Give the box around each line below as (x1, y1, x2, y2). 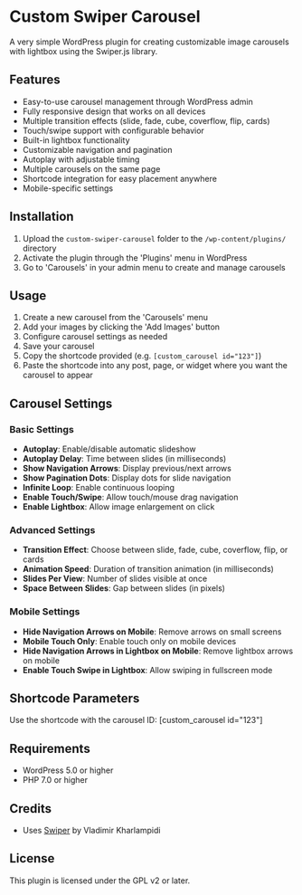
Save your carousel (22, 341, 95, 352)
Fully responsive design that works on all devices (22, 106, 206, 117)
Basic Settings (9, 423, 74, 435)
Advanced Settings (9, 523, 96, 536)
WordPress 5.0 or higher (22, 765, 114, 776)
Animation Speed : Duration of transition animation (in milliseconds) (22, 564, 274, 575)
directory (22, 243, 57, 253)
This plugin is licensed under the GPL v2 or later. (9, 875, 191, 886)
